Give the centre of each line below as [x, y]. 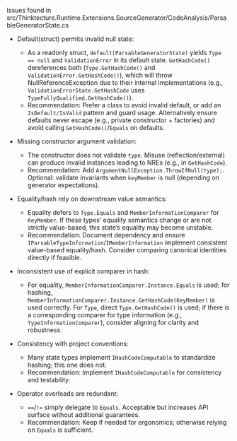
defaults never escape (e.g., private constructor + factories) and [121, 120]
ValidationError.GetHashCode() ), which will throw [100, 75]
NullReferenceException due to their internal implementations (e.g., [125, 83]
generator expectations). [63, 185]
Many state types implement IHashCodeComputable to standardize [122, 357]
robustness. [45, 330]
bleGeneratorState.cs [37, 25]
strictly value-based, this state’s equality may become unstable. [120, 228]
